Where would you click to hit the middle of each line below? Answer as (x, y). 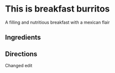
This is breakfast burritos (57, 9)
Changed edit (19, 66)
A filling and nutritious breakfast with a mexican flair (57, 22)
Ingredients (23, 37)
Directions (21, 54)
